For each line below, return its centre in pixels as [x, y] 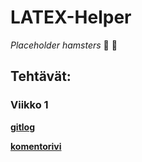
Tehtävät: [41, 76]
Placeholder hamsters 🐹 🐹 [64, 45]
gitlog [23, 127]
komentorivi [36, 146]
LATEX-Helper [71, 17]
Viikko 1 [29, 105]
